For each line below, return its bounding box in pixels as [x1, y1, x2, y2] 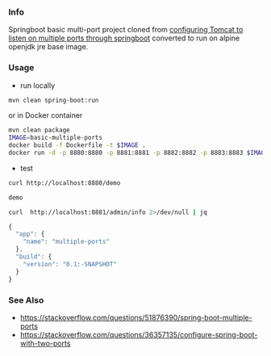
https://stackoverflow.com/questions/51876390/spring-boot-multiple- [19, 312, 252, 322]
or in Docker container [8, 111, 83, 120]
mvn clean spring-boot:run [8, 96, 99, 104]
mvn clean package [8, 126, 70, 135]
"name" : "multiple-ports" [23, 237, 110, 246]
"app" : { [15, 230, 45, 238]
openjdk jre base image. [8, 42, 89, 52]
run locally [19, 80, 56, 90]
